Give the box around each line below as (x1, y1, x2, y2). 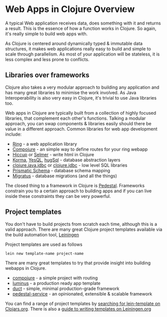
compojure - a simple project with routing (12, 274, 98, 281)
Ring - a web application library (12, 141, 77, 147)
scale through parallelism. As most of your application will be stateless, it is (5, 51, 160, 57)
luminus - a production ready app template (12, 280, 101, 286)
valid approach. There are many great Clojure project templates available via (5, 226, 162, 232)
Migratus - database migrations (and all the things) (12, 173, 117, 179)
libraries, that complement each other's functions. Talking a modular (5, 115, 146, 121)
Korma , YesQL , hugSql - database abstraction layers (12, 157, 121, 163)
